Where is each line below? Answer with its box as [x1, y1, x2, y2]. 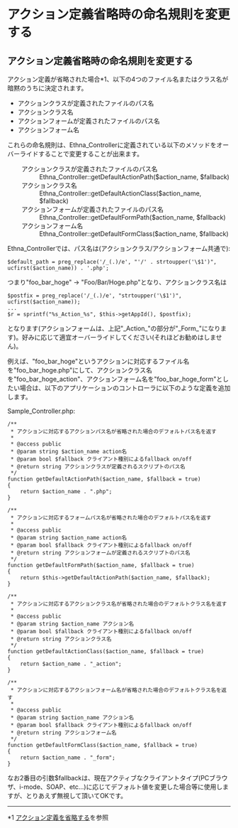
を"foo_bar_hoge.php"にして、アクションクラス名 [7, 366, 152, 374]
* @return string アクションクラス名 [10, 635, 112, 642]
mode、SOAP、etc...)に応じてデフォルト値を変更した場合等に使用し [23, 783, 223, 791]
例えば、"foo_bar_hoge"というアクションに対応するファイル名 [7, 357, 190, 365]
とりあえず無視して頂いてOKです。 [25, 792, 127, 800]
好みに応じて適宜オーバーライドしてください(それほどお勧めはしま [22, 333, 216, 341]
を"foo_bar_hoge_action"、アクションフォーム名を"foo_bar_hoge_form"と [7, 375, 223, 383]
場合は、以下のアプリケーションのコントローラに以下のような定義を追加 [19, 384, 231, 392]
